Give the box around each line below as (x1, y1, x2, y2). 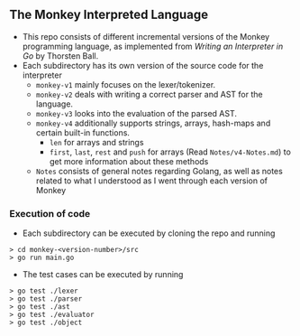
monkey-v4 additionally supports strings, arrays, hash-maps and (35, 117, 271, 128)
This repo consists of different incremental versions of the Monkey (22, 31, 270, 42)
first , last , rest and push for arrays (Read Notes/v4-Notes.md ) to (49, 146, 291, 157)
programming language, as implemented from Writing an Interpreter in (22, 41, 284, 51)
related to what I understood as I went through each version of (35, 175, 268, 186)
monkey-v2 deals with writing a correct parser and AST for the (35, 89, 263, 99)
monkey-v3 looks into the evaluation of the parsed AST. (35, 107, 237, 118)
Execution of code (9, 207, 91, 219)
